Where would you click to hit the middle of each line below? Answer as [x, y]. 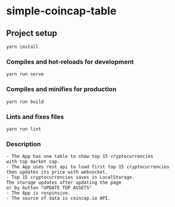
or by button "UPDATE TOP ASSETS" [49, 188]
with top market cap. [33, 162]
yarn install [22, 47]
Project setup [32, 33]
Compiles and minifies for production [61, 89]
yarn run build [25, 102]
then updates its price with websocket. [57, 172]
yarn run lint [24, 129]
